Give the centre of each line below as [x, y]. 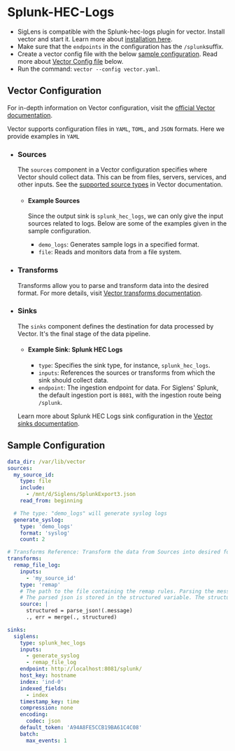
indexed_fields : [44, 688]
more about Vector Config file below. [70, 61]
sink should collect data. [73, 380]
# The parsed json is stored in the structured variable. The [112, 598]
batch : [29, 734]
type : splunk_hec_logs [53, 643]
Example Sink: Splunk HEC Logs [75, 350]
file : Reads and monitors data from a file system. [110, 252]
